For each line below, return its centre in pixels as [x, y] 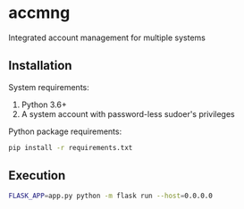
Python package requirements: [65, 131]
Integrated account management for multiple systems [107, 38]
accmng [39, 13]
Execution [37, 176]
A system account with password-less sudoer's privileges [128, 113]
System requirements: [49, 87]
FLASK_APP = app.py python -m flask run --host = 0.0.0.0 [111, 196]
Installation [40, 66]
